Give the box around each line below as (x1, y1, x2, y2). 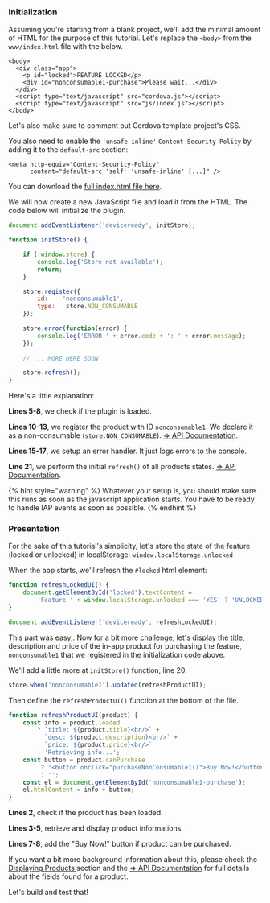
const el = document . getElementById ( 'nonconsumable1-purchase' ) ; (22, 778, 247, 786)
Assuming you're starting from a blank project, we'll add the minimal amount (8, 25, 261, 35)
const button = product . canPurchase (22, 756, 146, 764)
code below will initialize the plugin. (8, 206, 126, 216)
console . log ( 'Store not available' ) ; (37, 258, 163, 266)
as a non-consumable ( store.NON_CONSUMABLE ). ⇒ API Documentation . (8, 431, 239, 440)
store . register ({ (22, 287, 81, 295)
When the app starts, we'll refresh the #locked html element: (8, 566, 207, 575)
